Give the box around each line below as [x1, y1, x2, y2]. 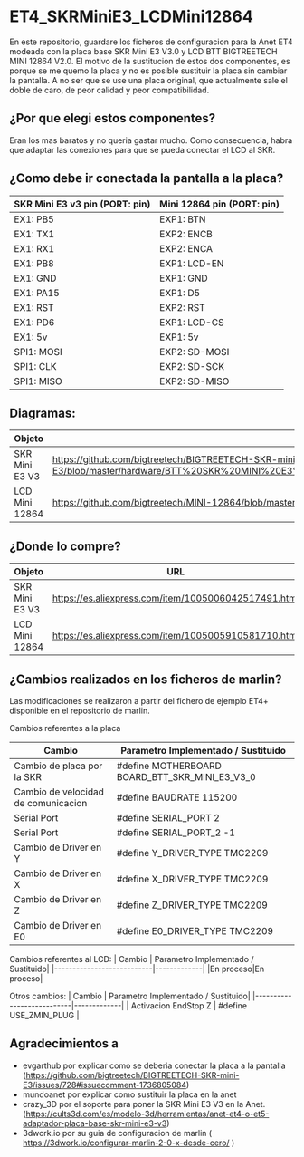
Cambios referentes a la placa [9, 723, 121, 733]
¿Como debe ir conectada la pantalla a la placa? [9, 170, 284, 187]
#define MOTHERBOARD [116, 759, 222, 772]
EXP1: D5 [159, 286, 201, 299]
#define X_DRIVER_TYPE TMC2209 [116, 873, 269, 885]
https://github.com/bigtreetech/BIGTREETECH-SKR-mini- [25, 1069, 240, 1080]
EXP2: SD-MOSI [159, 345, 230, 358]
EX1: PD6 [14, 315, 55, 328]
